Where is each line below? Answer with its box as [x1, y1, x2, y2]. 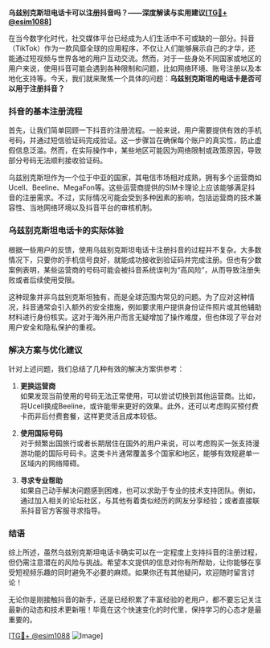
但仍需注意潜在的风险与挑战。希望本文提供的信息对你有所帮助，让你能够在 [8, 558, 255, 568]
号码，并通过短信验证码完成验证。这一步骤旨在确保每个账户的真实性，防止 [8, 136, 255, 146]
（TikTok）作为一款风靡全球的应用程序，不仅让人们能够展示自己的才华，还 [8, 43, 256, 53]
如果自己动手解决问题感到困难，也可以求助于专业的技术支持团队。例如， [19, 486, 260, 495]
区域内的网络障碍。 [19, 458, 84, 468]
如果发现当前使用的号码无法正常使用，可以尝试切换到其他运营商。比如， [19, 391, 260, 400]
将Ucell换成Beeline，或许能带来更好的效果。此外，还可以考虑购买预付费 [19, 401, 259, 411]
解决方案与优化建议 [8, 344, 83, 355]
